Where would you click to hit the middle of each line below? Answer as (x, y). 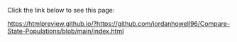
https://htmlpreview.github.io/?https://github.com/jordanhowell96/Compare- (119, 23)
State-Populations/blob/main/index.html (66, 31)
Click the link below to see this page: (61, 10)
